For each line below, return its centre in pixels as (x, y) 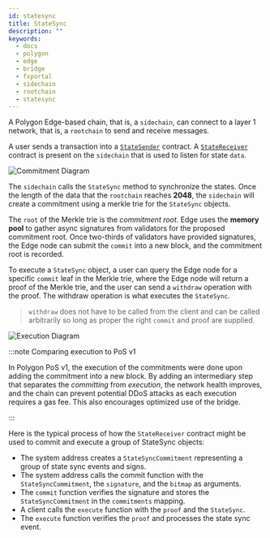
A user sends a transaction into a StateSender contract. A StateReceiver (129, 146)
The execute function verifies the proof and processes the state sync (135, 518)
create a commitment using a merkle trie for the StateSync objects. (120, 204)
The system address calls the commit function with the (112, 475)
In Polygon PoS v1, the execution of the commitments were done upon (126, 367)
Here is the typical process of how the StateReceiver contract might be (127, 434)
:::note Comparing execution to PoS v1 (72, 352)
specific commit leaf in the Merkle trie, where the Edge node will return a (129, 279)
